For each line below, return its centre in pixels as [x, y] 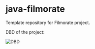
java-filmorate [35, 9]
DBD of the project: [25, 32]
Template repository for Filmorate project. [48, 23]
